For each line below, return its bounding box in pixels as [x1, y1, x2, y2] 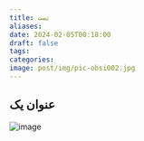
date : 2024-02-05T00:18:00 [9, 30, 111, 39]
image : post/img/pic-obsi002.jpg [9, 64, 136, 73]
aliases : [9, 22, 43, 31]
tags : [9, 47, 30, 56]
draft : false [9, 38, 59, 48]
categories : [9, 55, 54, 64]
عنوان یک [9, 97, 56, 113]
